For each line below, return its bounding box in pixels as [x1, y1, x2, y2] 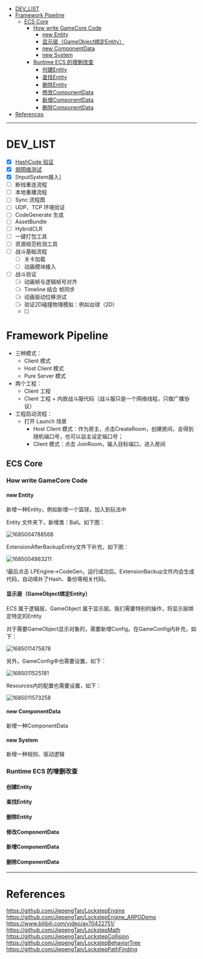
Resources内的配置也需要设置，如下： [6, 682, 101, 689]
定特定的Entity [6, 612, 42, 620]
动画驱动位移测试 [24, 293, 67, 301]
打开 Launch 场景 [24, 417, 68, 425]
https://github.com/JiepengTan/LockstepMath [6, 926, 121, 934]
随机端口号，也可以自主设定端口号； [33, 433, 124, 440]
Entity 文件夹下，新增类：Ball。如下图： [6, 519, 106, 526]
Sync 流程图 [14, 196, 45, 203]
